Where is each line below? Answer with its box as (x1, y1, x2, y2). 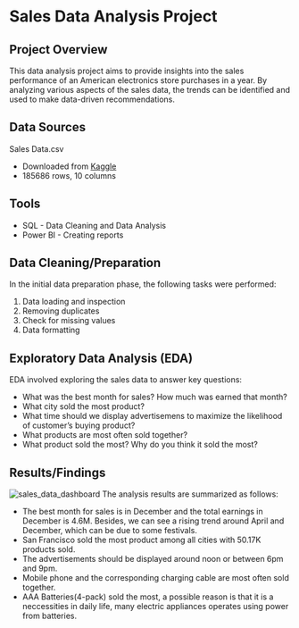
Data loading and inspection (21, 297, 126, 307)
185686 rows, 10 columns (21, 170, 116, 180)
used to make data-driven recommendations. (9, 94, 176, 105)
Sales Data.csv (9, 143, 64, 154)
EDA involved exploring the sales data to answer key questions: (9, 374, 243, 385)
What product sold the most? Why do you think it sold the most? (21, 440, 259, 450)
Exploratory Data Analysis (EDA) (9, 350, 194, 365)
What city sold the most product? (21, 401, 145, 412)
